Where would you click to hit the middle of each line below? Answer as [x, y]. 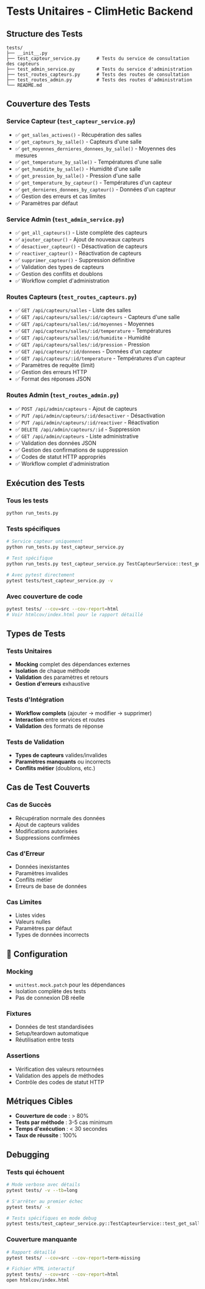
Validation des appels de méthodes [59, 1075]
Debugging [28, 1154]
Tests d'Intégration [35, 700]
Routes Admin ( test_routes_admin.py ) [63, 395]
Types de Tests [36, 634]
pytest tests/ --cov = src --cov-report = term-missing [73, 1258]
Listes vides [30, 916]
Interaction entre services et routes [60, 719]
